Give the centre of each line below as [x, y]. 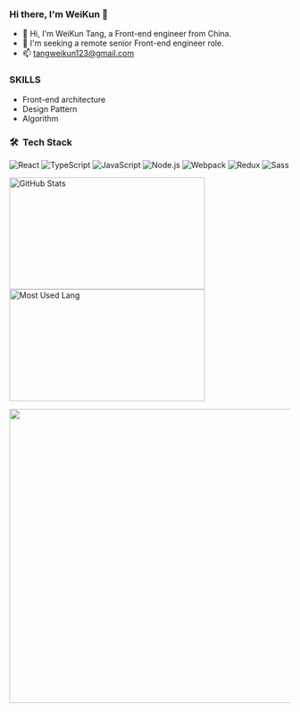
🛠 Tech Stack [41, 142]
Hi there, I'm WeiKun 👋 [59, 14]
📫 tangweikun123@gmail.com [78, 54]
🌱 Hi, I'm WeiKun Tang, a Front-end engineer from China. [127, 34]
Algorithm [40, 118]
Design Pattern [50, 109]
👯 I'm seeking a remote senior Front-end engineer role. [123, 43]
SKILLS [25, 80]
